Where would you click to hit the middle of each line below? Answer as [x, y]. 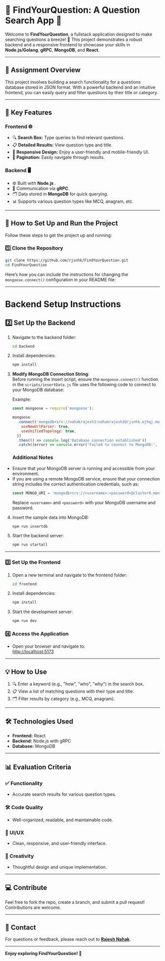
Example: [22, 400]
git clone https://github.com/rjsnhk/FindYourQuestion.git [67, 260]
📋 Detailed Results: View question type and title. [62, 145]
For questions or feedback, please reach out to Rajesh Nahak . [68, 939]
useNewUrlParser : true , [45, 426]
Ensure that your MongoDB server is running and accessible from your [83, 468]
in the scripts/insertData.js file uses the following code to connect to [84, 385]
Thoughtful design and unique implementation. [59, 867]
